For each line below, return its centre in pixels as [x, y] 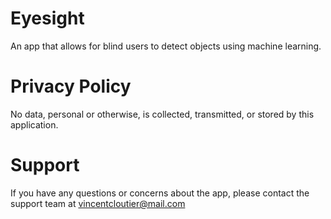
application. [34, 124]
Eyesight [47, 18]
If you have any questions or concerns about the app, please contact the [160, 193]
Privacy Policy [71, 86]
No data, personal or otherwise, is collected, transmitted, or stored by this [162, 114]
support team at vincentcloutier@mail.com [98, 203]
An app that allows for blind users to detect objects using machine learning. [166, 46]
